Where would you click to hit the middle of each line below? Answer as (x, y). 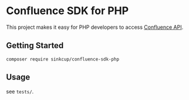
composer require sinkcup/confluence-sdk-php (63, 59)
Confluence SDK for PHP (67, 11)
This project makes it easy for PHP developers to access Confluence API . (95, 27)
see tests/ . (20, 91)
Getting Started (35, 46)
